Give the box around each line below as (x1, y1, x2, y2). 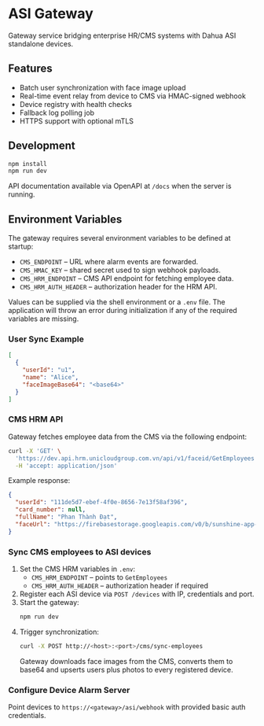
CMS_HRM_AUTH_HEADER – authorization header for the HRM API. (19, 282, 218, 292)
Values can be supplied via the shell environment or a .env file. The (8, 297, 225, 307)
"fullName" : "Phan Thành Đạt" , (15, 513, 118, 521)
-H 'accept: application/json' (15, 462, 118, 470)
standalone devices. (8, 39, 74, 48)
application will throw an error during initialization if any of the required (8, 306, 237, 315)
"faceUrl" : (15, 520, 51, 528)
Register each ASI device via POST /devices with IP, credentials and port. (19, 589, 255, 599)
